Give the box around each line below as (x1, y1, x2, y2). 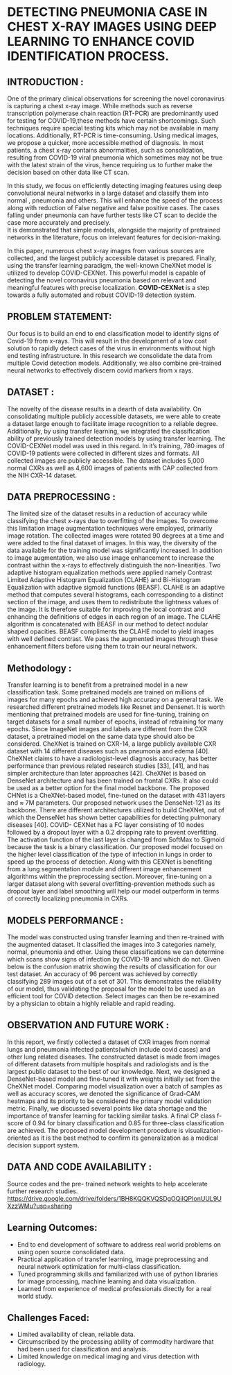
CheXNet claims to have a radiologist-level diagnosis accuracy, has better (7, 754, 218, 763)
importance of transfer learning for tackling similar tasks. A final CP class (7, 1111, 216, 1120)
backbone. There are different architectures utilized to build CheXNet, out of (7, 806, 225, 814)
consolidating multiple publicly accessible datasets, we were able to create (7, 412, 221, 420)
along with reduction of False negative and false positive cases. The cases (7, 204, 220, 212)
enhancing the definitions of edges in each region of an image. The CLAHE (7, 613, 221, 621)
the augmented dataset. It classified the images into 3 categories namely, (7, 941, 217, 949)
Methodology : (7, 662, 72, 674)
